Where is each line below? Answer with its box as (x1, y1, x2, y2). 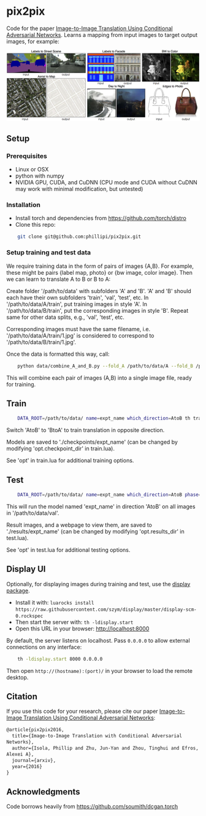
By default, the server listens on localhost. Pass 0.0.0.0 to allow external (6, 637, 190, 644)
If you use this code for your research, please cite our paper (6, 708, 158, 715)
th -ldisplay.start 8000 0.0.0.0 (17, 656, 103, 662)
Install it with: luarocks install (15, 598, 94, 606)
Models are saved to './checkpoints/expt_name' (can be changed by (6, 438, 178, 446)
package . (6, 587, 30, 594)
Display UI (6, 564, 46, 575)
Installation (6, 201, 41, 210)
